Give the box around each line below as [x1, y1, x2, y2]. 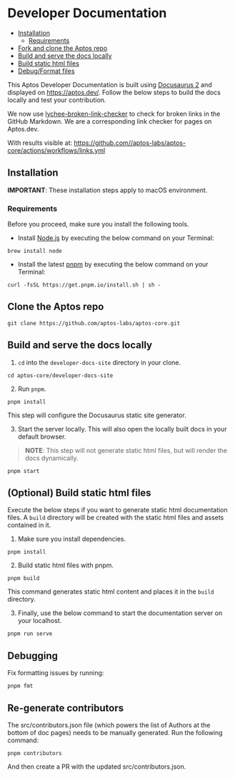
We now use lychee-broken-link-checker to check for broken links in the [7, 109, 221, 118]
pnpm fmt [7, 682, 34, 690]
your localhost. [17, 617, 62, 625]
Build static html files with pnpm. [17, 561, 114, 569]
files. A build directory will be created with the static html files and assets [7, 513, 224, 522]
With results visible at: [7, 138, 73, 147]
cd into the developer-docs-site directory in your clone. [17, 358, 181, 366]
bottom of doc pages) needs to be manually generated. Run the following [7, 729, 223, 737]
